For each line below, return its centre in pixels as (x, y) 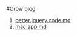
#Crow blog (21, 9)
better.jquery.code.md (43, 20)
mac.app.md (31, 27)
